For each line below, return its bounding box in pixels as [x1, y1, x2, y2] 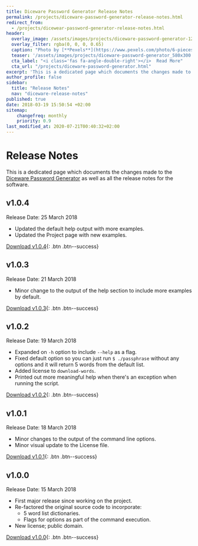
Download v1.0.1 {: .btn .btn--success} [6, 453, 97, 460]
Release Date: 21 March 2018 [6, 275, 77, 283]
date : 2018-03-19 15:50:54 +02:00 [6, 101, 91, 108]
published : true [6, 96, 46, 102]
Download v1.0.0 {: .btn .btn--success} [6, 534, 99, 541]
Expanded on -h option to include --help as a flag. [14, 349, 137, 356]
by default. [14, 293, 41, 300]
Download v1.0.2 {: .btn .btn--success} [6, 391, 99, 398]
